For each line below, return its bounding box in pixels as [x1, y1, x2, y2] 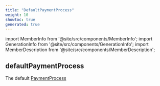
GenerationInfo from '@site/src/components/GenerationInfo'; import [5, 41, 149, 48]
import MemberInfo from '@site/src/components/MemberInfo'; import [5, 36, 153, 42]
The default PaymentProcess [5, 75, 66, 81]
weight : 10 [5, 12, 29, 17]
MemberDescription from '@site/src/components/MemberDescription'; [5, 47, 155, 53]
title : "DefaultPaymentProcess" [5, 7, 74, 13]
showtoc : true [5, 17, 36, 22]
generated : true [5, 21, 40, 27]
